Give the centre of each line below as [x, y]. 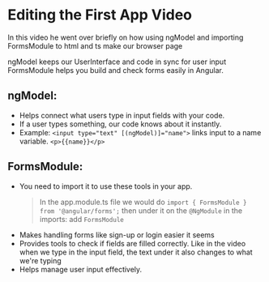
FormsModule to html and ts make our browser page [95, 45]
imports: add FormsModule [82, 219]
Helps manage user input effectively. [81, 269]
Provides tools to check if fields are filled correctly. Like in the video [132, 243]
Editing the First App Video [100, 15]
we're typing [40, 260]
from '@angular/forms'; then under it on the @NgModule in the [141, 210]
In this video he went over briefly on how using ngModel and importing [126, 37]
